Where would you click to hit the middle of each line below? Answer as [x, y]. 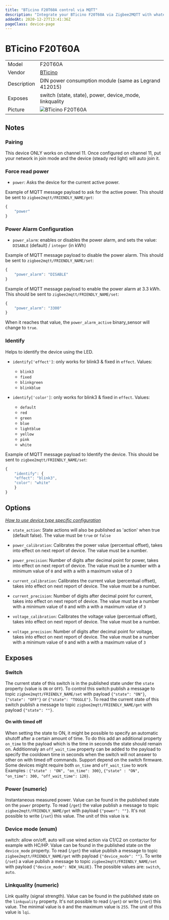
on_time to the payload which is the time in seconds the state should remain [84, 743]
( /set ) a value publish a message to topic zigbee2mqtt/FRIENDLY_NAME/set [81, 861]
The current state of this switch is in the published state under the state [80, 683]
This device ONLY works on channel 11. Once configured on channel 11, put [83, 153]
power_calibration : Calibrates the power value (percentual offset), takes [87, 545]
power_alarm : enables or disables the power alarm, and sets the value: [85, 240]
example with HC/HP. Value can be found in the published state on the [78, 845]
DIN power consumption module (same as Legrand [100, 81]
